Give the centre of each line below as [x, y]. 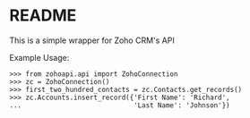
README [43, 16]
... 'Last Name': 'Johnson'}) [120, 105]
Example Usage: [39, 57]
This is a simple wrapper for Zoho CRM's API [92, 40]
